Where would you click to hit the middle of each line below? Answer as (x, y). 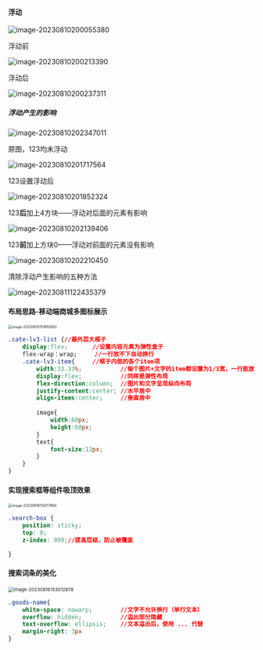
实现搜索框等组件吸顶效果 (49, 490)
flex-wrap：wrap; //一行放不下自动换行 (88, 354)
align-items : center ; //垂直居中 (94, 398)
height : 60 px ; (71, 427)
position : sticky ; (52, 526)
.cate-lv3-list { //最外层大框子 (58, 340)
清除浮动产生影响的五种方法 (53, 277)
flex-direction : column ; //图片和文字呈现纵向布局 (114, 383)
